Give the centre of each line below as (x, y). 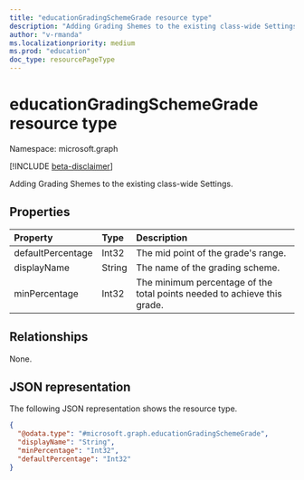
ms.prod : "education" (50, 52)
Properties (40, 212)
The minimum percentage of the (204, 282)
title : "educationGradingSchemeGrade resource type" (111, 18)
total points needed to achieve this (209, 293)
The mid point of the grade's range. (211, 252)
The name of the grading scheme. (208, 268)
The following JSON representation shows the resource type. (123, 409)
